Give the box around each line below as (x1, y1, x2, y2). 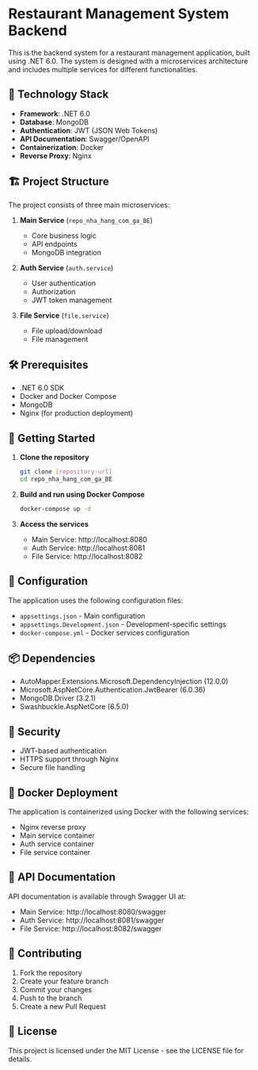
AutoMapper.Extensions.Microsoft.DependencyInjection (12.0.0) (19, 677, 229, 686)
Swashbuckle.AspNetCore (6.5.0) (19, 702, 129, 711)
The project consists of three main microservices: (8, 200, 170, 209)
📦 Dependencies (8, 652, 96, 665)
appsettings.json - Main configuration (19, 611, 146, 620)
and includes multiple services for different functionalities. (8, 64, 198, 74)
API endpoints (31, 239, 78, 248)
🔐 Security (8, 725, 61, 738)
